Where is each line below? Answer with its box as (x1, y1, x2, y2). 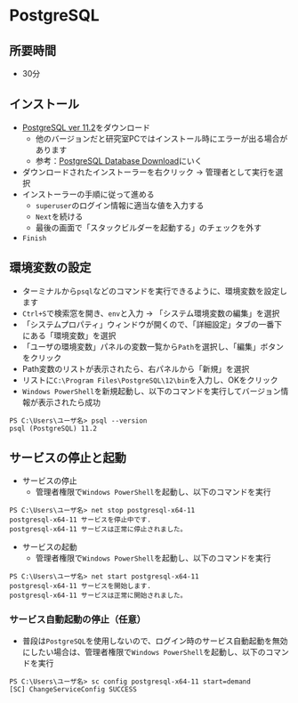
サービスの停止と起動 (9, 450, 126, 465)
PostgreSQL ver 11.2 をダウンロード (21, 122, 151, 133)
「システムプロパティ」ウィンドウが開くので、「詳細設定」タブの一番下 (21, 319, 283, 329)
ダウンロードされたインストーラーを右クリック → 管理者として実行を (21, 166, 276, 177)
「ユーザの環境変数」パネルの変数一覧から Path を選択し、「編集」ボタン (21, 341, 285, 351)
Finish (21, 233, 47, 243)
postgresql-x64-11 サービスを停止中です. (9, 515, 151, 525)
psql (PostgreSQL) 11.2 (9, 424, 98, 432)
